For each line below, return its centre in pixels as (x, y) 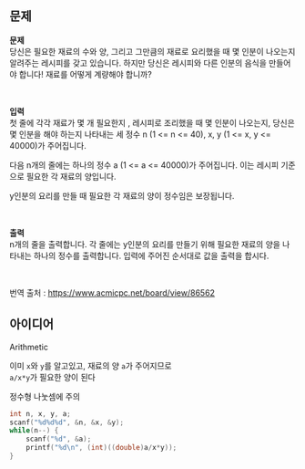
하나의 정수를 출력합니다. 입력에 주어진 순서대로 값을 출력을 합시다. (151, 255)
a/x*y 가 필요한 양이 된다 (52, 377)
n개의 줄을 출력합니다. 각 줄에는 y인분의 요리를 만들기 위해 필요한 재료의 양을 (145, 244)
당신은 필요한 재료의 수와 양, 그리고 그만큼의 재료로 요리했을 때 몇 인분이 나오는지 (152, 51)
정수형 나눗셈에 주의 (45, 396)
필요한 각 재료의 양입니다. (71, 176)
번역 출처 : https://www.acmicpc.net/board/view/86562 (112, 292)
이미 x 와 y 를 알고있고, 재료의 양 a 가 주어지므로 (91, 365)
